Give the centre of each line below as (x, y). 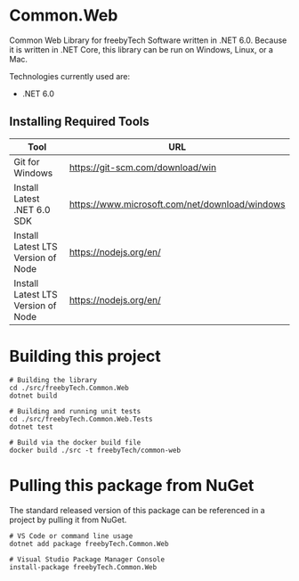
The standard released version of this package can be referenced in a (137, 510)
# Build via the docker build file (75, 442)
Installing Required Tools (79, 122)
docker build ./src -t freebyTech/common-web (95, 450)
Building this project (85, 356)
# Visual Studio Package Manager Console (87, 559)
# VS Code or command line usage (71, 536)
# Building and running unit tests (75, 411)
